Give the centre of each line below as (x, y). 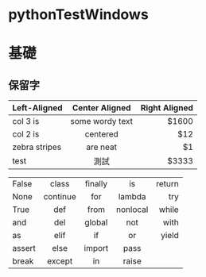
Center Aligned (101, 108)
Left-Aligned (37, 108)
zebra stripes (37, 147)
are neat (102, 147)
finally (96, 184)
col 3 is (26, 121)
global (96, 222)
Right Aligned (167, 108)
